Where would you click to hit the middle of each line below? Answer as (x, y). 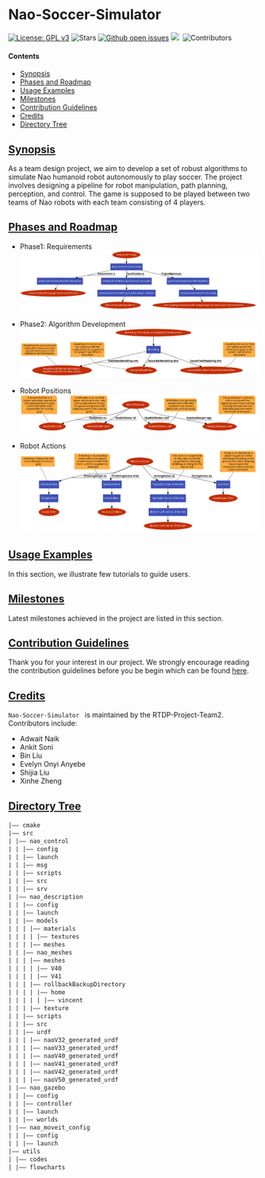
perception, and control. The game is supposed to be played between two (129, 193)
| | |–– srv (28, 888)
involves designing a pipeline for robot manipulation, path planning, (118, 185)
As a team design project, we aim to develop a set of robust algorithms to (128, 168)
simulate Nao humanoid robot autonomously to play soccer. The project (125, 177)
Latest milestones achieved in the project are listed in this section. (116, 618)
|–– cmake (25, 825)
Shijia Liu (35, 772)
